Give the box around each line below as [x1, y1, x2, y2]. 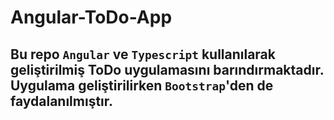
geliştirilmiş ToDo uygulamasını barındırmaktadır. [10, 61, 325, 78]
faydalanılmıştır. [10, 92, 114, 110]
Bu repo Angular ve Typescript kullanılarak [10, 46, 276, 63]
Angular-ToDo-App [10, 6, 173, 29]
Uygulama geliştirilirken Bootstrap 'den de [10, 77, 274, 94]
